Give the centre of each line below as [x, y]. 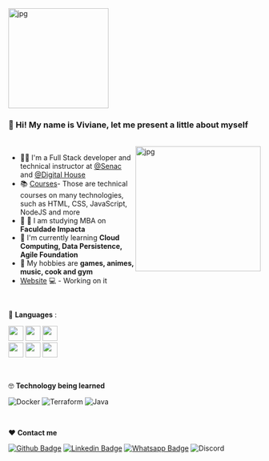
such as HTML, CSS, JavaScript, [74, 204]
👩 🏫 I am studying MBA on [63, 221]
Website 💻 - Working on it [64, 281]
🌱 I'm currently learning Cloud [70, 238]
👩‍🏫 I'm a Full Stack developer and [75, 158]
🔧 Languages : [33, 315]
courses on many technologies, [72, 195]
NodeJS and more [50, 212]
